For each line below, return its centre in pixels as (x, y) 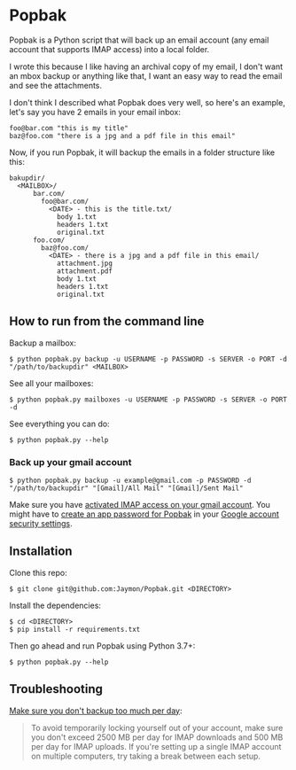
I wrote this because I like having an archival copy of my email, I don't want (146, 66)
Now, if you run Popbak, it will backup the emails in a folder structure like (142, 152)
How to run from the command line (107, 321)
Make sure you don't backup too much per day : (96, 711)
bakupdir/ (27, 178)
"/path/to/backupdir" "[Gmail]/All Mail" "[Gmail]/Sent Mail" (126, 488)
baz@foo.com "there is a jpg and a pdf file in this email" (123, 136)
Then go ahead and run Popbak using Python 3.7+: (102, 646)
